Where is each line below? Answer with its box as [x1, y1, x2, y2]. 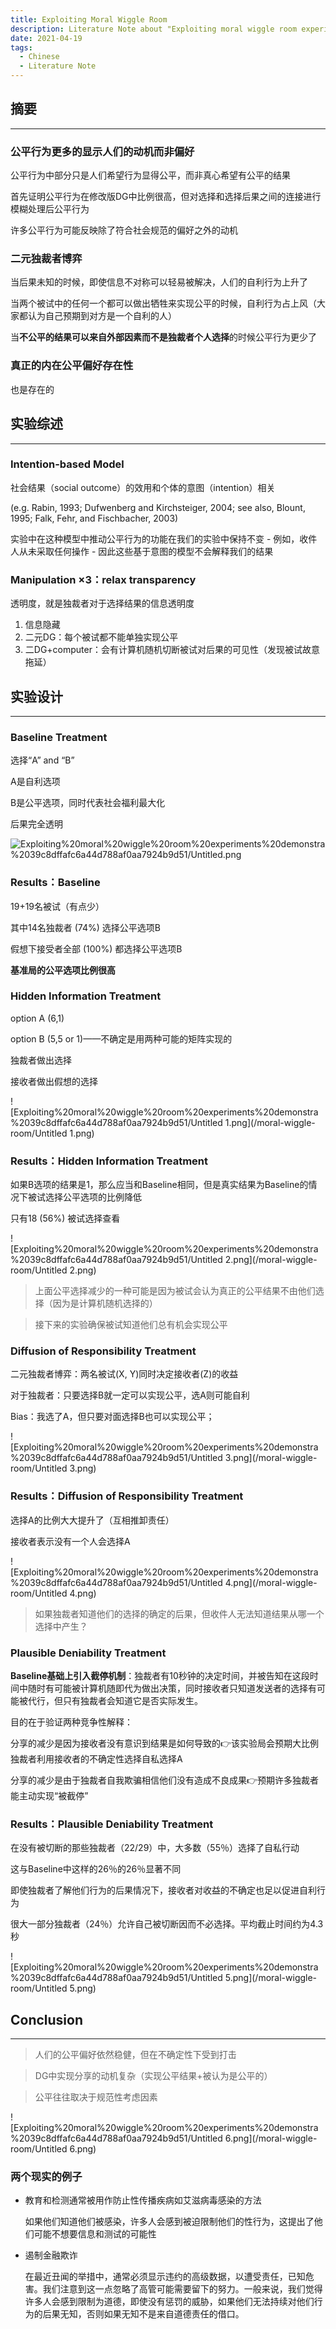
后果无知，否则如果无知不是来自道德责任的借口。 [42, 2308, 245, 2320]
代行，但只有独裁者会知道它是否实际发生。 [27, 1695, 203, 1706]
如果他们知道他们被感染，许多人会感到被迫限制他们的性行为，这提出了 [24, 2216, 315, 2228]
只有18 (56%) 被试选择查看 [10, 1212, 121, 1225]
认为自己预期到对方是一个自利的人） [27, 310, 177, 322]
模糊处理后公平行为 [10, 203, 90, 215]
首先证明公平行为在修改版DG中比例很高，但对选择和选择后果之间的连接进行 [10, 191, 322, 203]
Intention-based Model [10, 457, 125, 471]
